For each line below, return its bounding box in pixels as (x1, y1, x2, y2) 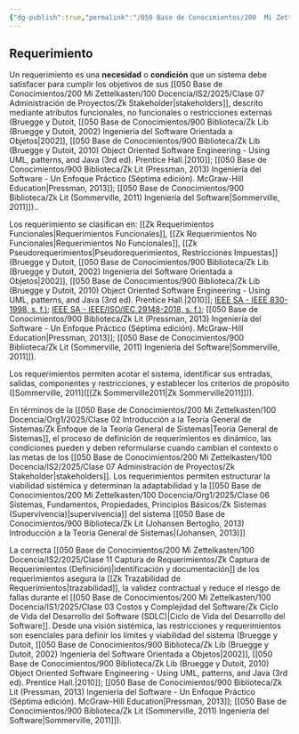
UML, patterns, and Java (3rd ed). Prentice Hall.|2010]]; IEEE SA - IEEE (9, 294, 269, 305)
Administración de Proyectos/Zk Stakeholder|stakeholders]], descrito (9, 98, 263, 109)
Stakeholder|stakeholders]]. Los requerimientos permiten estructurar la (9, 471, 271, 481)
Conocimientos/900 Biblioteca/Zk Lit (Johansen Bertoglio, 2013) (9, 518, 245, 529)
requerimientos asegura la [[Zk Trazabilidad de (9, 573, 181, 584)
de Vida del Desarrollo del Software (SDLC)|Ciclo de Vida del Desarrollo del (9, 611, 286, 622)
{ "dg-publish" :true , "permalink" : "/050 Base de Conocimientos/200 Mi (9, 12, 273, 22)
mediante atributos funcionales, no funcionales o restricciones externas (9, 108, 273, 118)
